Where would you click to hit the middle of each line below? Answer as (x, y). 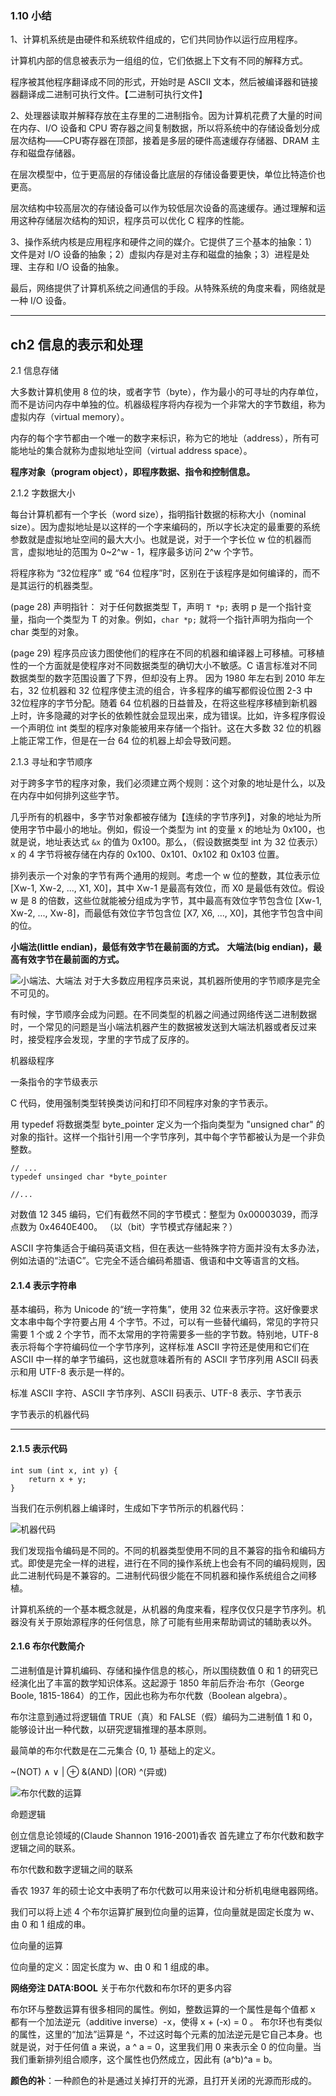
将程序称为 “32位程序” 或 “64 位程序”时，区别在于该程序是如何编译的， (156, 573)
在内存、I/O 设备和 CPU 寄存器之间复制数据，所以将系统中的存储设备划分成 (165, 128)
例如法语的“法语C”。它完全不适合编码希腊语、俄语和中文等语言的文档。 (157, 1261)
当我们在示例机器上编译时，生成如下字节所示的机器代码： (128, 1508)
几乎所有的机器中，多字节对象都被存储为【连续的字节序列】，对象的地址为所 (166, 817)
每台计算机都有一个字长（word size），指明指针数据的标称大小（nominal (158, 514)
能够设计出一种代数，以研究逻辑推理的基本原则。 (111, 1729)
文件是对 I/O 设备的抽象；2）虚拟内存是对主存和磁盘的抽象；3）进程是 (156, 254)
